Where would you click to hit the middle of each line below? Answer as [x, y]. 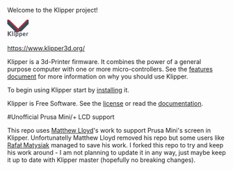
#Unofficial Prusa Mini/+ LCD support [61, 117]
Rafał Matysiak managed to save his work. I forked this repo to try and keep [115, 145]
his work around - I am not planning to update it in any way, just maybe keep [116, 153]
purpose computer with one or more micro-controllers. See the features [110, 69]
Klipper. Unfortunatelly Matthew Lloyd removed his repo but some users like [116, 138]
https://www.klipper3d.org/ [46, 48]
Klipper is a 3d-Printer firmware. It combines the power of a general [104, 62]
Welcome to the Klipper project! [53, 10]
